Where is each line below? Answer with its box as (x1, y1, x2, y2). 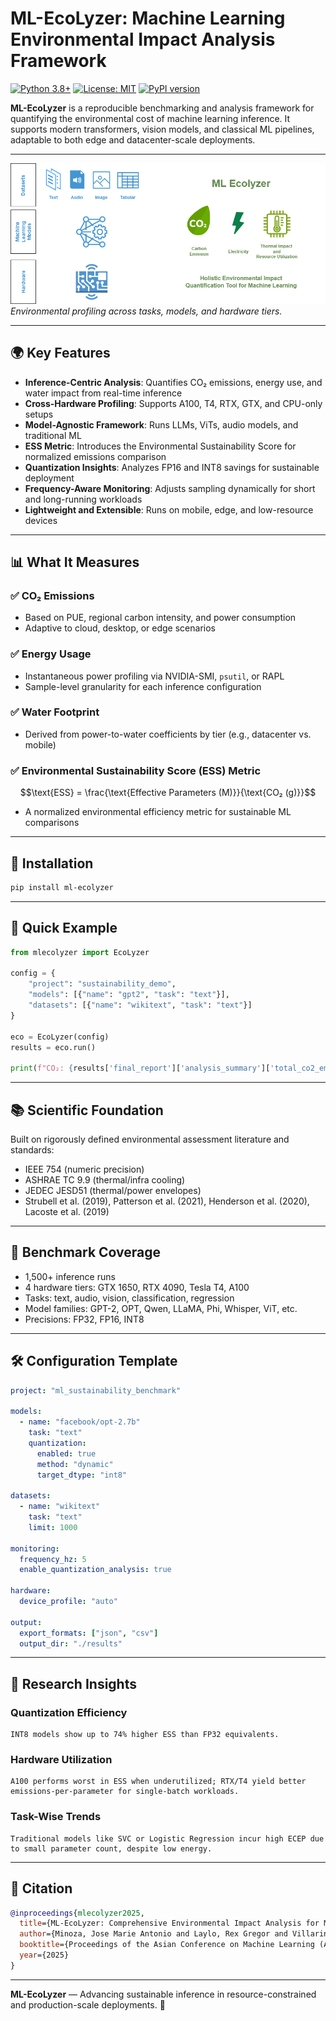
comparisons (24, 817, 80, 829)
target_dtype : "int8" (36, 1470, 128, 1480)
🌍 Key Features (10, 345, 111, 362)
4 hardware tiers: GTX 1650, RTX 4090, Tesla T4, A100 (24, 1281, 250, 1293)
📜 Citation (10, 1880, 73, 1897)
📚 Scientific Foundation (10, 1102, 164, 1119)
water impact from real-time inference (24, 387, 183, 399)
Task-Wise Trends (10, 1810, 102, 1824)
